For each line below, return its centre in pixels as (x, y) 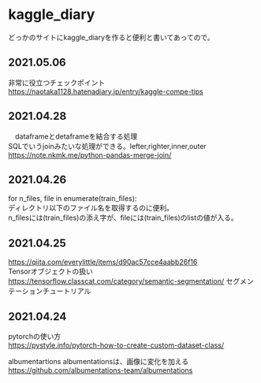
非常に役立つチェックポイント (56, 82)
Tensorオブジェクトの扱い (50, 271)
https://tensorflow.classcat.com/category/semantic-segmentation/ (116, 281)
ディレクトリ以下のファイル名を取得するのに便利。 (91, 208)
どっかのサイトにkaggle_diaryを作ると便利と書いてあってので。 (111, 37)
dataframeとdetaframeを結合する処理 (76, 136)
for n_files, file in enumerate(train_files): (73, 199)
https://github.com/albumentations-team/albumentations (101, 370)
